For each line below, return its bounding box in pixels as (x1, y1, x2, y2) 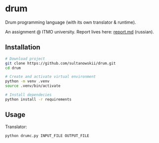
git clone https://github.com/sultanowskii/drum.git (5, 61, 116, 66)
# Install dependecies (5, 92, 52, 97)
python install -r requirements (5, 97, 72, 102)
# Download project (5, 56, 45, 61)
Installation (5, 43, 40, 52)
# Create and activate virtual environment (5, 74, 96, 79)
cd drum (5, 65, 21, 71)
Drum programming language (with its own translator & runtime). (5, 19, 136, 25)
